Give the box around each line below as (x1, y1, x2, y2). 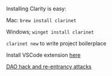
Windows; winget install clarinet (6, 28, 94, 35)
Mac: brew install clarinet (6, 17, 77, 23)
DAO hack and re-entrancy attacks (6, 63, 92, 70)
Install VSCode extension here (6, 51, 81, 59)
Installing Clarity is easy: (6, 5, 67, 12)
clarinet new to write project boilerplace (6, 40, 107, 47)
